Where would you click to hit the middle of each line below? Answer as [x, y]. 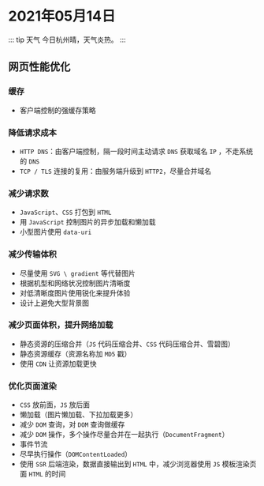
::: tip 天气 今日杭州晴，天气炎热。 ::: [67, 40]
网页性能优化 [39, 67]
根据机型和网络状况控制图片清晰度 [75, 283]
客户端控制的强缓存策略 [58, 110]
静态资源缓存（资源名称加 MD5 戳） [75, 353]
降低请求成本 [33, 133]
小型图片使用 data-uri [56, 232]
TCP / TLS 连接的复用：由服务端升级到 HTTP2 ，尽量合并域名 [115, 171]
